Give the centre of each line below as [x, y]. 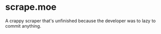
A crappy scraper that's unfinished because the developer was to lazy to [80, 21]
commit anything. [23, 26]
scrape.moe [31, 7]
